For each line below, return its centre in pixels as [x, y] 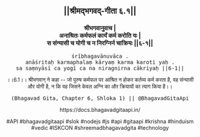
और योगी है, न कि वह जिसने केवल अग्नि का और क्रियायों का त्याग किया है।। [100, 86]
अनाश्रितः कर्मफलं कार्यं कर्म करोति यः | [100, 35]
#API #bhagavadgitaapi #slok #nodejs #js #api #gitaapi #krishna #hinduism [100, 121]
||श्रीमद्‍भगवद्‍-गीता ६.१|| [100, 11]
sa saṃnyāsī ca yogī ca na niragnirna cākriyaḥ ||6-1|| [100, 68]
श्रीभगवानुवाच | [100, 28]
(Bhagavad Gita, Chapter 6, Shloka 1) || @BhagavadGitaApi [100, 98]
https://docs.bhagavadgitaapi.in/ [100, 109]
